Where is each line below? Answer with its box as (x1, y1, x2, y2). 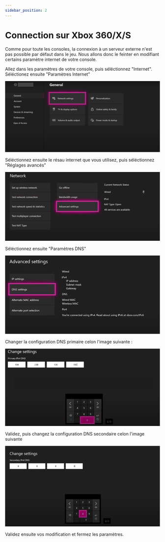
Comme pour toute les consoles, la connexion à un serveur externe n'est (5, 46, 152, 52)
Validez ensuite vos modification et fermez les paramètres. (5, 531, 124, 538)
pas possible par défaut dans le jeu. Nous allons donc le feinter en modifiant (5, 51, 160, 57)
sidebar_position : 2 (5, 8, 48, 13)
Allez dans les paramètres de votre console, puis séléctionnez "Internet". (5, 66, 152, 72)
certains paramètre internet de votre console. (5, 57, 97, 62)
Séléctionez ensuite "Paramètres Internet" (5, 71, 90, 77)
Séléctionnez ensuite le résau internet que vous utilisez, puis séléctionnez (5, 157, 155, 163)
